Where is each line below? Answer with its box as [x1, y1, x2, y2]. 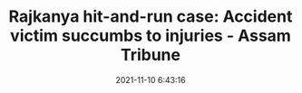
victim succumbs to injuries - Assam [10, 25, 291, 46]
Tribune [120, 45, 181, 65]
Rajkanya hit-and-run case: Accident [8, 6, 293, 27]
